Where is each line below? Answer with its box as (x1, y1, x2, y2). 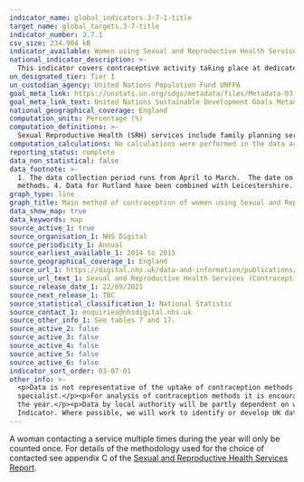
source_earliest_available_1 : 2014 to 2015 (9, 249, 176, 258)
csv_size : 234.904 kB (9, 38, 91, 48)
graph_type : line (9, 190, 75, 199)
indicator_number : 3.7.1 (9, 30, 103, 39)
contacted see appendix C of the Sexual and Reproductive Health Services (9, 452, 289, 463)
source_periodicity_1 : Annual (9, 241, 124, 250)
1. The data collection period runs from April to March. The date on (17, 173, 294, 182)
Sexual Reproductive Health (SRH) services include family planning (17, 131, 281, 140)
